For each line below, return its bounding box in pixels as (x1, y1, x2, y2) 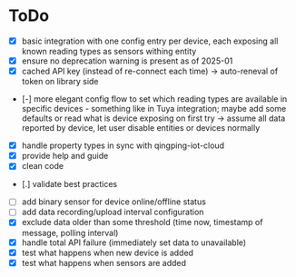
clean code (21, 161, 64, 172)
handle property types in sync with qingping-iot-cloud (21, 140, 224, 151)
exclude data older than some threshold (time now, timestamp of (21, 217, 263, 228)
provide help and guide (21, 151, 109, 162)
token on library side (21, 76, 99, 87)
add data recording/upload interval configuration (21, 206, 204, 218)
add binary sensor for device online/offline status (21, 196, 206, 207)
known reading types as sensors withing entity (21, 46, 197, 56)
